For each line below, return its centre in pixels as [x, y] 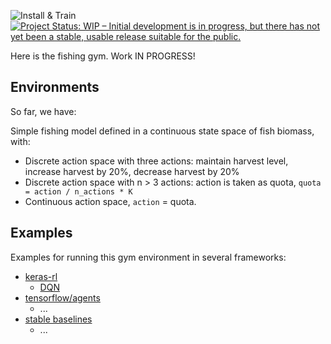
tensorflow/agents [62, 297]
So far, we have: [43, 111]
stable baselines [58, 319]
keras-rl [41, 276]
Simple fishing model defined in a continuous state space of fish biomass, [162, 131]
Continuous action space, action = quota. [110, 201]
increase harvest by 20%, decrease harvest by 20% [132, 171]
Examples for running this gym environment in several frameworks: [148, 257]
